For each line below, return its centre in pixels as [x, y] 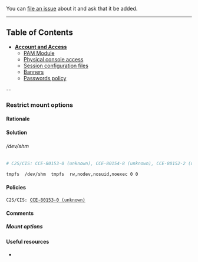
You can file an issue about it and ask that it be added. [72, 9]
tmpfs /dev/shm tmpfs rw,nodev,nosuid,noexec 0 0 [72, 174]
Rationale [18, 119]
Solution [17, 132]
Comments [20, 213]
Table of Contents [40, 33]
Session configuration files [56, 65]
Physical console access [53, 59]
